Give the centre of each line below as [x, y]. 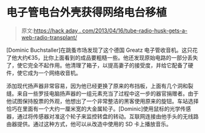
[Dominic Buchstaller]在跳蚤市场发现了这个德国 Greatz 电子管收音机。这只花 [102, 50]
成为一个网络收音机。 [54, 73]
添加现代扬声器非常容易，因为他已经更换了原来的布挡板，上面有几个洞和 [97, 85]
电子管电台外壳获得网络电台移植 [87, 13]
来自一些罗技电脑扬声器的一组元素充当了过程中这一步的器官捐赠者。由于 [108, 93]
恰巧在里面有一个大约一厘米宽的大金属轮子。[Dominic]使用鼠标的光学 [94, 109]
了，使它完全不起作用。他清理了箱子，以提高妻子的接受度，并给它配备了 [97, 65]
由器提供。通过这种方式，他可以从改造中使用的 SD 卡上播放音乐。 [89, 124]
